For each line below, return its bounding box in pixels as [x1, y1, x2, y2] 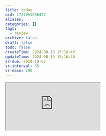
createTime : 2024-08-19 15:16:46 [5, 49, 75, 54]
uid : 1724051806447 [5, 12, 46, 17]
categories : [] [5, 21, 37, 27]
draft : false [5, 40, 33, 45]
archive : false [5, 36, 37, 41]
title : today [5, 7, 33, 13]
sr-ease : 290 [5, 69, 33, 74]
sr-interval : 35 [5, 63, 39, 69]
